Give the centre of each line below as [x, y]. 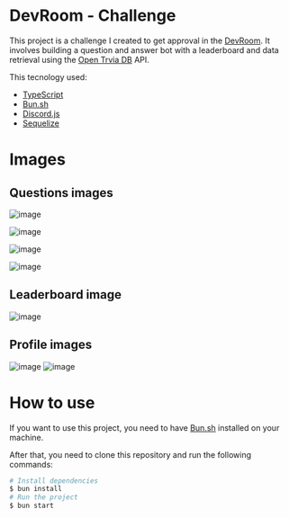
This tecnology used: [48, 76]
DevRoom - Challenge [93, 16]
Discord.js [41, 113]
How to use [52, 402]
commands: [32, 464]
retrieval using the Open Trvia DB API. [80, 59]
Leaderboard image [65, 295]
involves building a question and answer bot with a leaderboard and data [144, 49]
